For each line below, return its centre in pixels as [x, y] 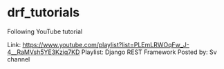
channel [19, 59]
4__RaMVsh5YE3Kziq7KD [44, 52]
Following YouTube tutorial [45, 31]
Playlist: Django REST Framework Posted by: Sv [149, 52]
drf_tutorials [44, 13]
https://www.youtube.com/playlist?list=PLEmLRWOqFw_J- [106, 44]
